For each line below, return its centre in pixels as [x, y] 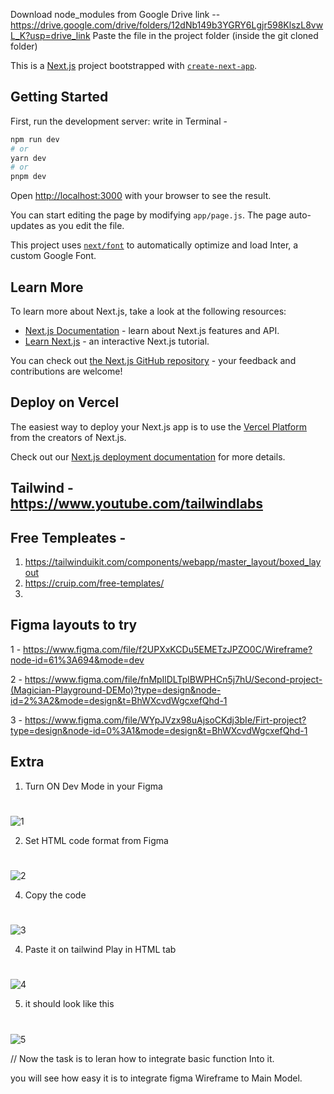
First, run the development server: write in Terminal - [119, 121]
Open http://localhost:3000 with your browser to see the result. [141, 196]
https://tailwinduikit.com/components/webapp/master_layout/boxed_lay [173, 562]
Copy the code [55, 895]
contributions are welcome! [66, 371]
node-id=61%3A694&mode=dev [77, 660]
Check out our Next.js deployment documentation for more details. [148, 456]
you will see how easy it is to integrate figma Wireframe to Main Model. [156, 1078]
